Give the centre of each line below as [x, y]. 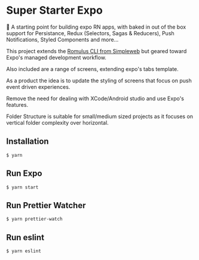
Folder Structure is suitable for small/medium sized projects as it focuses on [99, 116]
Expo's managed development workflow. [56, 57]
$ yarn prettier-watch [34, 219]
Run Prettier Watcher [46, 205]
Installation [27, 142]
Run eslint [25, 237]
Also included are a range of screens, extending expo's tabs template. [93, 69]
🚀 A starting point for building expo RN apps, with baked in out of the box [96, 27]
